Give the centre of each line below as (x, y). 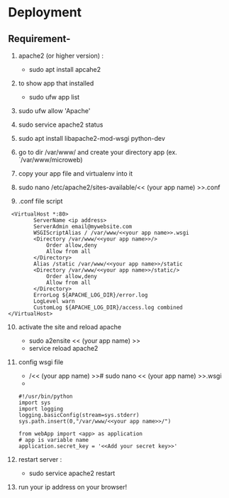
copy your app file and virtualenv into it (76, 174)
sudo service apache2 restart (72, 473)
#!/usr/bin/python (45, 396)
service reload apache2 (63, 348)
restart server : (40, 459)
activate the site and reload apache (70, 327)
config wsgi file (41, 362)
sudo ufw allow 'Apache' (54, 111)
